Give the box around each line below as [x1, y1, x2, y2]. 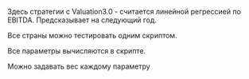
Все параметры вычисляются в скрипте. [7, 46, 146, 55]
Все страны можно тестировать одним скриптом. [7, 31, 177, 40]
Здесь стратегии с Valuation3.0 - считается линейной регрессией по [7, 7, 242, 16]
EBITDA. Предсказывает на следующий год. [7, 15, 157, 25]
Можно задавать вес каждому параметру [7, 61, 150, 71]
